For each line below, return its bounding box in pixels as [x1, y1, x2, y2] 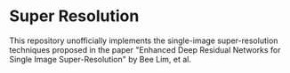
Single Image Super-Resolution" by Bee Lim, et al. [9, 54, 191, 64]
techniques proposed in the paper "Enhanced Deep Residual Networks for [9, 44, 282, 55]
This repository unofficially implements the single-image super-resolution [9, 35, 278, 46]
